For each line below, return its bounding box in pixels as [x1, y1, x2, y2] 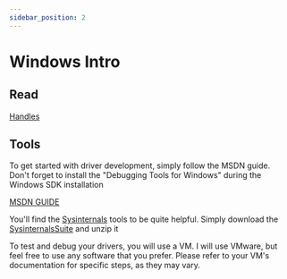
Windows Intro [9, 51, 121, 72]
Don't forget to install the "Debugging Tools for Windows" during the [9, 170, 262, 181]
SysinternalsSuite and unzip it [9, 224, 119, 234]
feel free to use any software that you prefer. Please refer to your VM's [9, 250, 270, 261]
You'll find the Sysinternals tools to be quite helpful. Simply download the [9, 214, 279, 224]
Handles [9, 111, 40, 122]
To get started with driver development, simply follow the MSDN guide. [9, 160, 271, 171]
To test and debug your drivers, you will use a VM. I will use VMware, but [9, 241, 278, 251]
